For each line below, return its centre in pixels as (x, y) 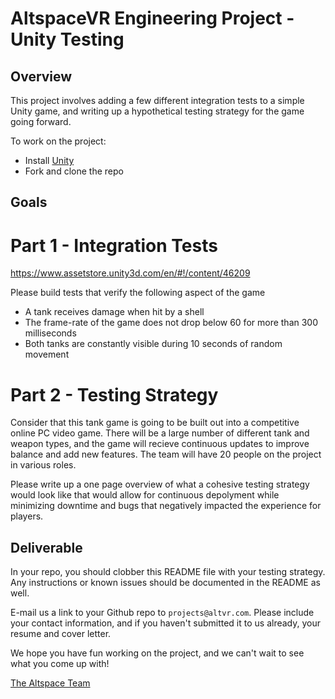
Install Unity (49, 160)
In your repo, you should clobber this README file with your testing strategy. (168, 572)
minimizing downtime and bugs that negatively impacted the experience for (166, 506)
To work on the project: (58, 141)
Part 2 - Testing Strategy (114, 394)
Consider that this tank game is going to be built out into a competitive (155, 423)
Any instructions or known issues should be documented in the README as (165, 583)
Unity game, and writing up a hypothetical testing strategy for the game (157, 111)
